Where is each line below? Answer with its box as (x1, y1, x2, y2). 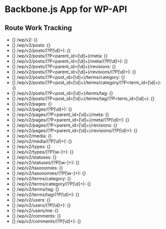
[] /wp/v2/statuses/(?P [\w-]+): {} (12, 160, 80, 165)
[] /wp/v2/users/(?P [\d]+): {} (12, 202, 71, 208)
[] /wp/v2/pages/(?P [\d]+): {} (12, 106, 72, 112)
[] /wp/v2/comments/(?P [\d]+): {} (12, 218, 81, 224)
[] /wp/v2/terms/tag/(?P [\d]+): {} (12, 192, 80, 197)
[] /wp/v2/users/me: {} (12, 207, 59, 213)
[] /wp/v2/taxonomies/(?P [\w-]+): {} (12, 170, 86, 176)
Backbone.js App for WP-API (5, 4, 127, 15)
